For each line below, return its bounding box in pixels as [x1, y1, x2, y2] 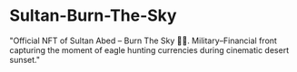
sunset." [9, 54, 41, 65]
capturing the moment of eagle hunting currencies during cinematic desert [9, 44, 289, 55]
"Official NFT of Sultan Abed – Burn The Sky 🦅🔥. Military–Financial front [9, 35, 277, 46]
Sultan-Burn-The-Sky [9, 5, 177, 26]
